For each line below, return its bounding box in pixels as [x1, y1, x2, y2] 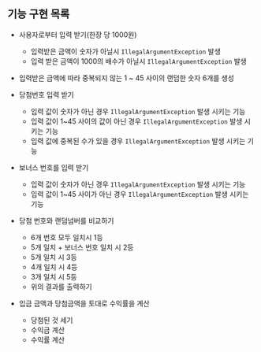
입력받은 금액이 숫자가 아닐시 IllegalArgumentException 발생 [30, 46, 222, 56]
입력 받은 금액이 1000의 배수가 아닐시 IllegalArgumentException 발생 [30, 56, 248, 65]
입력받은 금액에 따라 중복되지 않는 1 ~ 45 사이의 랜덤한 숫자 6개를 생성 [18, 73, 234, 83]
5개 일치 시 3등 [30, 252, 77, 261]
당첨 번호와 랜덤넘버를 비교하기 [18, 216, 114, 225]
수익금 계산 [30, 325, 65, 335]
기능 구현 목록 [7, 7, 70, 21]
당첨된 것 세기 [30, 315, 73, 324]
